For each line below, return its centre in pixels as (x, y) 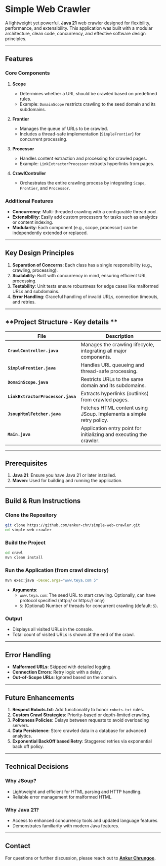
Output (14, 619)
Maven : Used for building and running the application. (67, 481)
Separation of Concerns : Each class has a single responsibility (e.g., (82, 265)
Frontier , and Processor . (45, 188)
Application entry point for (111, 428)
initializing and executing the (114, 434)
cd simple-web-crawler (28, 530)
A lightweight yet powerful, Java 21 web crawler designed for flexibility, (78, 23)
